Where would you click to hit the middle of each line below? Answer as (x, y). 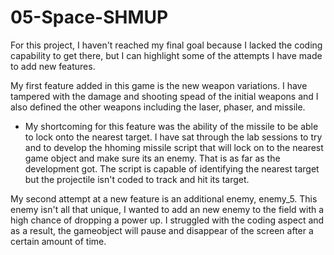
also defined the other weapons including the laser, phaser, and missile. (158, 107)
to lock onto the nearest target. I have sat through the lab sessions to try (173, 137)
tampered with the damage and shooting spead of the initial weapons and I (164, 96)
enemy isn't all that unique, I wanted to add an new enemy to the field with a (167, 209)
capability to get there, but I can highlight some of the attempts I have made (166, 55)
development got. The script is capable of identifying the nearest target (172, 168)
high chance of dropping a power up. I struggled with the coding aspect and (167, 220)
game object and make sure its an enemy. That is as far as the (152, 158)
